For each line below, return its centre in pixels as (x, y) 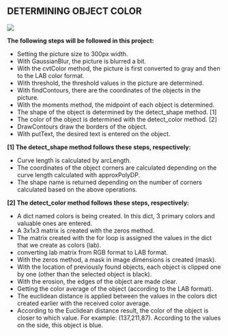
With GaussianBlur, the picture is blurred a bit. (82, 61)
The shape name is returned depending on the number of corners (110, 182)
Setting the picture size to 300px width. (72, 53)
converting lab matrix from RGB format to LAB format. (92, 252)
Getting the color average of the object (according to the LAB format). (115, 288)
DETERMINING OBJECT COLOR (74, 11)
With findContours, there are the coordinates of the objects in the (109, 90)
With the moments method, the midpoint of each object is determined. (116, 105)
